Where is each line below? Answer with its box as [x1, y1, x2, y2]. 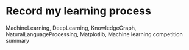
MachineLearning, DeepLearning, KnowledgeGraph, [5, 24, 137, 31]
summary [5, 37, 30, 44]
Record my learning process [5, 4, 152, 18]
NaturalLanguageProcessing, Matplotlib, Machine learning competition [5, 30, 184, 37]
